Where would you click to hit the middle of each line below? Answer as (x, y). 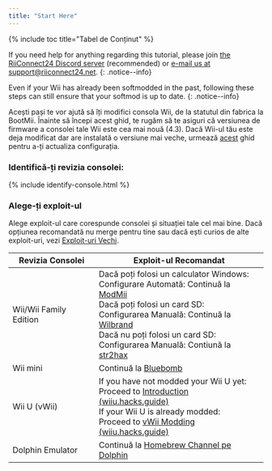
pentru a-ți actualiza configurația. (64, 146)
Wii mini (28, 368)
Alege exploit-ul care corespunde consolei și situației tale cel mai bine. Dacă (136, 223)
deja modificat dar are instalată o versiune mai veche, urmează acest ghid (132, 138)
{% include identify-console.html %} (69, 185)
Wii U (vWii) (35, 407)
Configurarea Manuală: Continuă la (165, 315)
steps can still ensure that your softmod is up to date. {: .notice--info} (124, 96)
